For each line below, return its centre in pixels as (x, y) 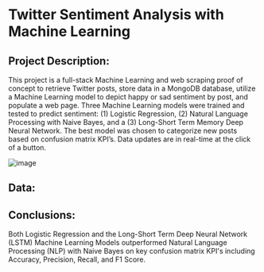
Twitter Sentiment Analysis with (116, 15)
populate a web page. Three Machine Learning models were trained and (126, 105)
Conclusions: (42, 215)
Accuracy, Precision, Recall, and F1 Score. (77, 259)
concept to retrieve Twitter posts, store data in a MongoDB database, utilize (132, 88)
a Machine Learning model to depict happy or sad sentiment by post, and (128, 97)
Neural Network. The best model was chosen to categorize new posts (123, 130)
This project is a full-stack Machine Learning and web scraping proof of (126, 80)
